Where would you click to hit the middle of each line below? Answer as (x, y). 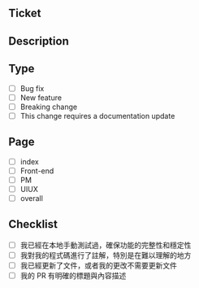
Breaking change (49, 107)
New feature (41, 98)
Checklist (33, 224)
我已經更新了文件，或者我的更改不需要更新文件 (98, 265)
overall (31, 198)
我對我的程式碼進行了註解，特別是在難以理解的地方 (106, 255)
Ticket (25, 13)
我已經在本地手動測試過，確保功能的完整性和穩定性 (106, 245)
